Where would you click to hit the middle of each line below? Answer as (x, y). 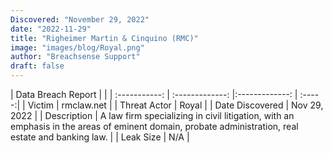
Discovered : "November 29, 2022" (80, 19)
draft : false (37, 66)
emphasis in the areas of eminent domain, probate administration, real (154, 126)
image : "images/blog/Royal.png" (77, 47)
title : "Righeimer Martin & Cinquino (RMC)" (104, 38)
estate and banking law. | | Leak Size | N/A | (100, 137)
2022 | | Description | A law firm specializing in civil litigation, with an (152, 115)
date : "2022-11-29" (51, 29)
